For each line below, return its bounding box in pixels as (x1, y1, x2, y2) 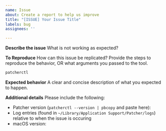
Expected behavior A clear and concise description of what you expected (5, 80, 161, 85)
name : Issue (5, 7, 31, 13)
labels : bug (5, 21, 31, 27)
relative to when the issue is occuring (12, 115, 92, 121)
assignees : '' (5, 27, 36, 32)
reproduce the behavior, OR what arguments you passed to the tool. (5, 60, 148, 66)
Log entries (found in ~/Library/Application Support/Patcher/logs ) (12, 110, 156, 116)
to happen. (5, 85, 28, 91)
